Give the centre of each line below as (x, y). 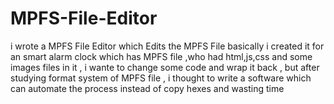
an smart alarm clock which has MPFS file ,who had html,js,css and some (161, 56)
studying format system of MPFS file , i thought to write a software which (161, 78)
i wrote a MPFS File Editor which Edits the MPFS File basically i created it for (167, 46)
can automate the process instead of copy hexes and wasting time (147, 88)
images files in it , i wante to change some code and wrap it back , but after (165, 67)
